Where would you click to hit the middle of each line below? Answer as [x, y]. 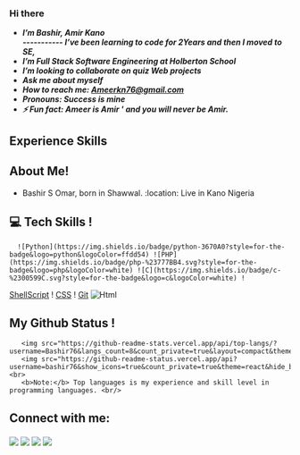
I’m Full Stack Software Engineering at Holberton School [129, 62]
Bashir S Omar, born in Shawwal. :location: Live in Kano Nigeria [138, 193]
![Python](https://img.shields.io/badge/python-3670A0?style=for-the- [151, 247]
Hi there [27, 13]
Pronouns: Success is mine [74, 99]
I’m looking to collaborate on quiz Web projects [112, 71]
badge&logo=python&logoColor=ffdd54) [79, 255]
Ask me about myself [62, 80]
